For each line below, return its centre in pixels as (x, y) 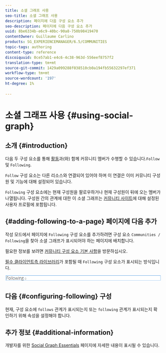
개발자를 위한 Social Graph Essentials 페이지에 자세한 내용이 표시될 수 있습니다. (82, 345)
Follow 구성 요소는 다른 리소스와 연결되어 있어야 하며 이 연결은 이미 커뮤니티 (78, 175)
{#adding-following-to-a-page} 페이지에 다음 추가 (81, 222)
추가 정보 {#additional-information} (59, 332)
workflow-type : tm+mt (27, 73)
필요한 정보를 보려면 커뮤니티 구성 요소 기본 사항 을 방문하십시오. (66, 251)
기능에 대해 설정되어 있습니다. (44, 181)
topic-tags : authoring (28, 47)
